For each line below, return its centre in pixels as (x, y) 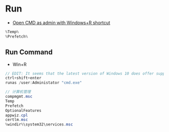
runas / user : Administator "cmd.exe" (44, 83)
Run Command (29, 52)
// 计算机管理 (18, 92)
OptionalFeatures (23, 110)
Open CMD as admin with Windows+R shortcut (61, 23)
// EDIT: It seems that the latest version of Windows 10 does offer (80, 73)
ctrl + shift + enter (23, 78)
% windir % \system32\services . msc (39, 124)
